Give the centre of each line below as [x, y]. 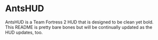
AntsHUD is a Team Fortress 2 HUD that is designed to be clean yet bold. [79, 22]
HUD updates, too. [24, 32]
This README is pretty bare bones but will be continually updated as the [79, 27]
